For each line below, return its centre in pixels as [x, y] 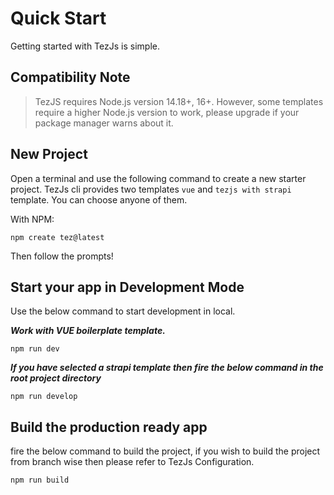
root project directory [56, 378]
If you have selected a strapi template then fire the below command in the [167, 368]
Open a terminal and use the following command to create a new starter [158, 178]
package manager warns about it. [104, 123]
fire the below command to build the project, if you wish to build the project [165, 451]
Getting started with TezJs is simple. [85, 46]
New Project [49, 154]
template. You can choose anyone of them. [99, 199]
